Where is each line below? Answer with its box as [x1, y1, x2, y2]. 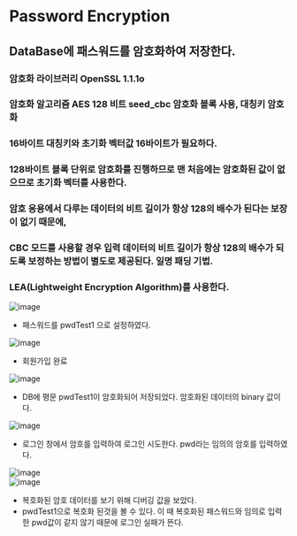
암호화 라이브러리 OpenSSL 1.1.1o [9, 73, 145, 85]
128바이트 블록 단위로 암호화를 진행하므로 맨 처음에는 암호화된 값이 [9, 164, 276, 176]
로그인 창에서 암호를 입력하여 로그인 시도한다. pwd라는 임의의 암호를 [21, 439, 258, 449]
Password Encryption [9, 6, 171, 27]
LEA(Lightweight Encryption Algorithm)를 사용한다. [9, 281, 230, 294]
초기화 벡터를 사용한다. [36, 177, 127, 189]
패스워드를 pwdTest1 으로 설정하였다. [21, 320, 152, 331]
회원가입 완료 [21, 356, 68, 366]
